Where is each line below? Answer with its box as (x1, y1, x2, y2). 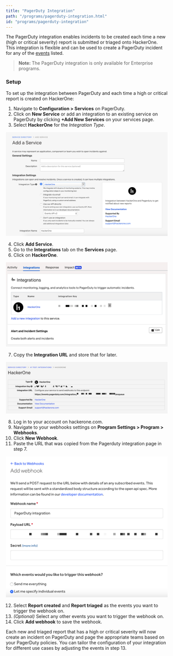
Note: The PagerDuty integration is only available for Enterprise (18, 60, 153, 66)
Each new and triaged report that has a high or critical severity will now (6, 629, 156, 635)
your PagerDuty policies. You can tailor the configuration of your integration (6, 640, 166, 646)
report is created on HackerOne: (6, 95, 74, 102)
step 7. (13, 446, 28, 452)
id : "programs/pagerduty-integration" (6, 19, 89, 24)
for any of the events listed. (6, 50, 64, 56)
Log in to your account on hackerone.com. (13, 419, 103, 425)
